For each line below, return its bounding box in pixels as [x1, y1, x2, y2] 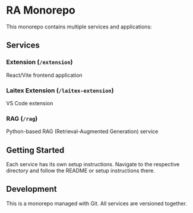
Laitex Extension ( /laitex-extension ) [6, 86, 114, 95]
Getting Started [6, 145, 65, 155]
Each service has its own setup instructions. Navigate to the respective [6, 161, 180, 168]
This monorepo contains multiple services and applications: [6, 23, 153, 30]
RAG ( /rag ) [6, 114, 38, 122]
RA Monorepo [6, 4, 76, 17]
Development [6, 184, 58, 194]
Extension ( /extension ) [6, 58, 73, 66]
